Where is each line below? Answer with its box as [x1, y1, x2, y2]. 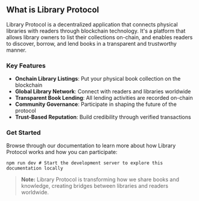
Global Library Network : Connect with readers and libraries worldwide [14, 88, 191, 95]
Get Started [6, 129, 41, 137]
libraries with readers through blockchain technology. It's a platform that [6, 27, 186, 34]
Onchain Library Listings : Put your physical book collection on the [14, 75, 181, 82]
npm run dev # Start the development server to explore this [6, 160, 163, 166]
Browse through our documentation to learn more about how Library [6, 142, 176, 149]
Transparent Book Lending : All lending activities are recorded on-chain [14, 94, 193, 102]
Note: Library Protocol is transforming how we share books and [21, 176, 180, 183]
